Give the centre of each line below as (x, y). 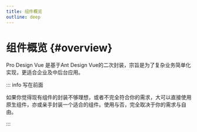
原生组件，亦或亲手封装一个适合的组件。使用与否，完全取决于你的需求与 (94, 105)
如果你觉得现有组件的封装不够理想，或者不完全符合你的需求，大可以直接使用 (99, 97)
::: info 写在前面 (25, 85)
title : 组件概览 (24, 11)
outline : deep (24, 17)
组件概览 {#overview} (59, 48)
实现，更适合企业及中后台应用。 (45, 72)
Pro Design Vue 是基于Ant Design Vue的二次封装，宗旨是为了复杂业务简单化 (98, 65)
